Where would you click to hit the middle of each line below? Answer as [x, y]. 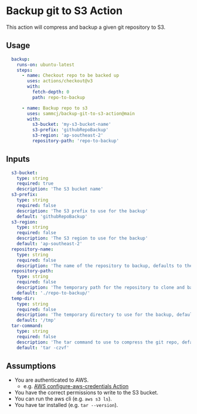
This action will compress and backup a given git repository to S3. [86, 27]
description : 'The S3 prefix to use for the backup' [82, 211]
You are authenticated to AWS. [52, 380]
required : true [35, 183]
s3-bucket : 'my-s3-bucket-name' [72, 125]
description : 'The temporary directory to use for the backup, [96, 315]
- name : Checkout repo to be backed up [70, 76]
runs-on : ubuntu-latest [46, 65]
